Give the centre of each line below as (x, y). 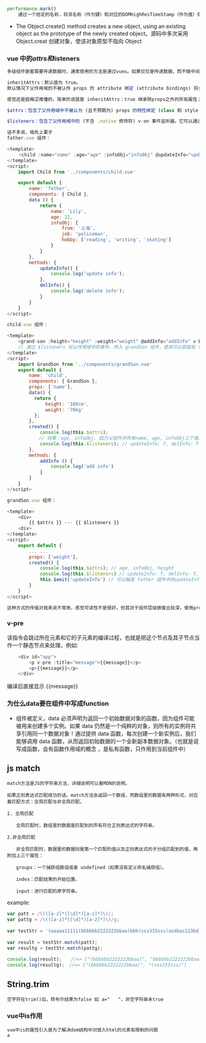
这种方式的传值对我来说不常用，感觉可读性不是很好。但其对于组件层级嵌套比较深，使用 (100, 608)
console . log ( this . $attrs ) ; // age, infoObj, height (107, 568)
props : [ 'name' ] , (51, 387)
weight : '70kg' (65, 410)
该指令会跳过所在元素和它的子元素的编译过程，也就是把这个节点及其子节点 (101, 637)
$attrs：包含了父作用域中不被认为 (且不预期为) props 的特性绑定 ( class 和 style (103, 110)
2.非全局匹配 (21, 837)
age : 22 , (61, 217)
